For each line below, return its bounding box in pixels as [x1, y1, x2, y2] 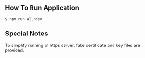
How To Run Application [5, 4, 79, 12]
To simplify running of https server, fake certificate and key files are [5, 42, 141, 48]
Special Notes [5, 30, 48, 38]
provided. [5, 47, 24, 53]
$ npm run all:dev [5, 16, 42, 21]
